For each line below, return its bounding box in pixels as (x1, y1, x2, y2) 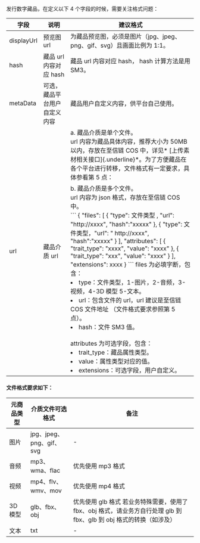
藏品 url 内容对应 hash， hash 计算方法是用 (70, 57, 190, 65)
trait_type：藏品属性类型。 (78, 348, 153, 356)
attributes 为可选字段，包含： (70, 339, 153, 347)
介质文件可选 (30, 405, 67, 413)
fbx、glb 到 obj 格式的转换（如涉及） (73, 516, 176, 524)
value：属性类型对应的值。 (78, 357, 154, 365)
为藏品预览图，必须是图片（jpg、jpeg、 (70, 32, 181, 41)
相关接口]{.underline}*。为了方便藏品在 (76, 156, 187, 163)
